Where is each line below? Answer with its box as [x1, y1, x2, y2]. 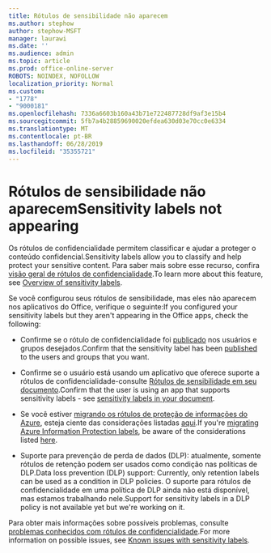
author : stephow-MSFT [8, 27, 82, 35]
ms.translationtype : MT [8, 125, 89, 133]
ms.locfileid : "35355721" [8, 147, 95, 155]
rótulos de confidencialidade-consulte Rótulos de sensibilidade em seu [19, 376, 257, 386]
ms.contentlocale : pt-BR [8, 132, 92, 140]
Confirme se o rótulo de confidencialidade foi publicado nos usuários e [19, 335, 257, 345]
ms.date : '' [8, 42, 49, 50]
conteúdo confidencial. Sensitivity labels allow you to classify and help [8, 252, 242, 262]
